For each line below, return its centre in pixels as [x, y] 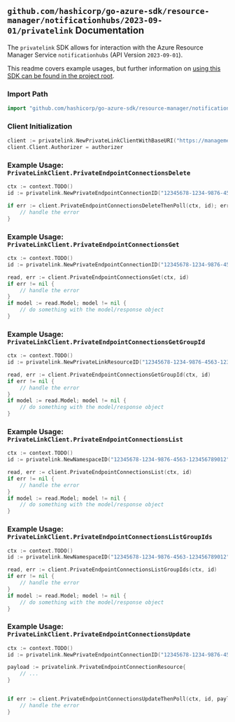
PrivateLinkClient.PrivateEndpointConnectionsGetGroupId [106, 342]
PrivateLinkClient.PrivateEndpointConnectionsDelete [99, 173]
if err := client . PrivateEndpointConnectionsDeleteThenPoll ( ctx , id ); [112, 206]
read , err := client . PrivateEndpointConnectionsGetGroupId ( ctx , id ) [109, 375]
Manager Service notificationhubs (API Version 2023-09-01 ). [95, 55]
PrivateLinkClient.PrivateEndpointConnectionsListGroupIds [110, 537]
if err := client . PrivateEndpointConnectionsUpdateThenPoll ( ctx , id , [111, 699]
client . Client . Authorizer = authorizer [65, 147]
